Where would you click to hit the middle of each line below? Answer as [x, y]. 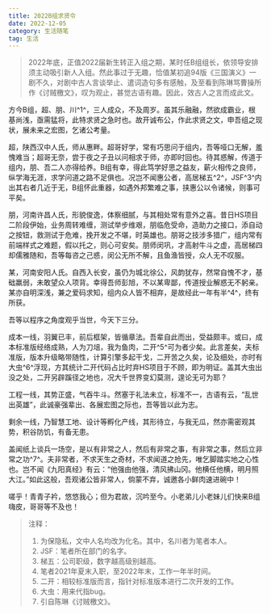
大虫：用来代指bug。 [75, 591]
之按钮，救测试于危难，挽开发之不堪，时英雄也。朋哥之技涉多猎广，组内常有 [135, 235]
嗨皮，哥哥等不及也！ [44, 507]
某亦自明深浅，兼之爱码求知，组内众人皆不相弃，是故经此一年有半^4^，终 [130, 292]
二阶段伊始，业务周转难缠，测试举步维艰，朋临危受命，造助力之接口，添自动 [135, 225]
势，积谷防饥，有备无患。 [51, 432]
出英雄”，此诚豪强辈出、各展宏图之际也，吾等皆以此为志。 [106, 405]
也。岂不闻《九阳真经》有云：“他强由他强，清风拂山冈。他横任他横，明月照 [134, 469]
